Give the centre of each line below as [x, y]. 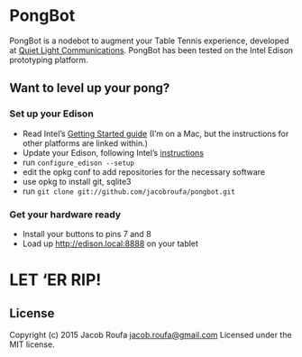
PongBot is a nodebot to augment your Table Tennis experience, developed [149, 41]
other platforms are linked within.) [85, 143]
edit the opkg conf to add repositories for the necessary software [144, 171]
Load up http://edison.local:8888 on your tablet [110, 243]
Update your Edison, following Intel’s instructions [113, 152]
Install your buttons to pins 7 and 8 [87, 233]
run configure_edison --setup [78, 162]
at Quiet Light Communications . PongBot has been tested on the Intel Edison [151, 50]
